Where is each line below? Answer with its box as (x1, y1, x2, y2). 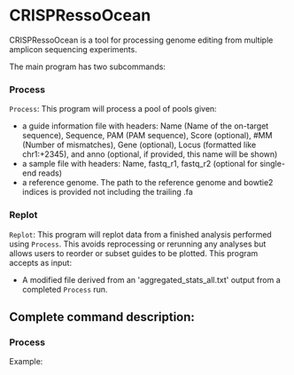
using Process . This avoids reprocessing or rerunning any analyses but (9, 238, 267, 249)
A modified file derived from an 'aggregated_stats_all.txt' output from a (21, 274, 281, 285)
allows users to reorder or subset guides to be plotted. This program (9, 247, 259, 258)
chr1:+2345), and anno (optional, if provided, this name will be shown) (21, 149, 278, 160)
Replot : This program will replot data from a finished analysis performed (9, 229, 272, 239)
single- (259, 159, 286, 169)
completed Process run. (21, 284, 108, 294)
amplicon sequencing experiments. (9, 43, 137, 54)
